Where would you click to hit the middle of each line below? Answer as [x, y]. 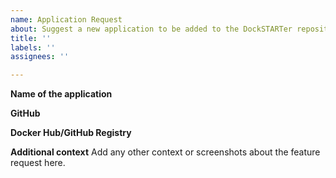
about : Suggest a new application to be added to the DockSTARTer [151, 29]
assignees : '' [40, 57]
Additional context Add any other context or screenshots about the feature [165, 152]
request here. [38, 163]
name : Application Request [66, 19]
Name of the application [61, 94]
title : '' [31, 38]
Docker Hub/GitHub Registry [71, 133]
